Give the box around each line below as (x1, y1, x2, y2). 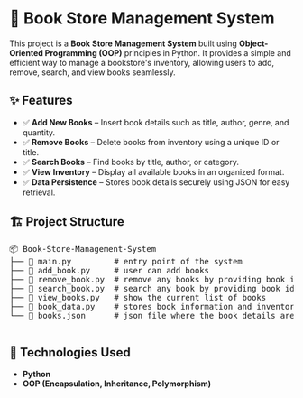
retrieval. (22, 187, 56, 198)
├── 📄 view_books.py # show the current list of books (9, 292, 267, 302)
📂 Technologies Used (9, 345, 131, 360)
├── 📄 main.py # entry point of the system (9, 256, 243, 266)
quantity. (22, 126, 56, 138)
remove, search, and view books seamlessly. (9, 67, 176, 78)
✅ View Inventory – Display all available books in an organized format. (22, 166, 285, 177)
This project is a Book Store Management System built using (9, 38, 237, 49)
